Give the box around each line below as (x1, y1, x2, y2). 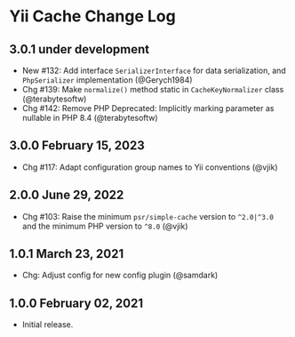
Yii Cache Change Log (9, 6, 176, 27)
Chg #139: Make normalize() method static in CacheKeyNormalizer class (21, 84, 284, 94)
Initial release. (21, 319, 74, 330)
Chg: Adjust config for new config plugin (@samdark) (21, 269, 219, 281)
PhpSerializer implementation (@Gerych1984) (21, 75, 193, 85)
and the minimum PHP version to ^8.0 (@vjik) (21, 221, 188, 231)
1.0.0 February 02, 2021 (9, 295, 144, 310)
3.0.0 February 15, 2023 (9, 138, 145, 153)
